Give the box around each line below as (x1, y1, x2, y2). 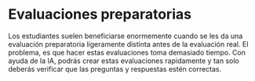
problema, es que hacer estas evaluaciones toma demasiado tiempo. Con (8, 48, 246, 57)
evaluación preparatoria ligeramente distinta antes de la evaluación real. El (8, 39, 249, 48)
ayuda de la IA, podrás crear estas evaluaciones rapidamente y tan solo (8, 56, 239, 65)
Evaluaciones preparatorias (8, 5, 192, 23)
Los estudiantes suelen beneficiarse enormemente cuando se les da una (8, 31, 243, 40)
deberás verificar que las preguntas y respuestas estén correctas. (8, 64, 222, 73)
